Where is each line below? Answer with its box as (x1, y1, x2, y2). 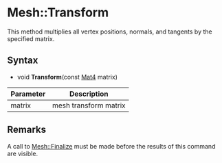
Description (69, 89, 109, 99)
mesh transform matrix (52, 101, 126, 110)
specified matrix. (7, 34, 55, 42)
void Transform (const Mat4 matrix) (16, 73, 118, 81)
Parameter (10, 89, 46, 99)
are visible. (7, 149, 38, 158)
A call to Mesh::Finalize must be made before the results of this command (7, 142, 216, 150)
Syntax (7, 55, 38, 66)
